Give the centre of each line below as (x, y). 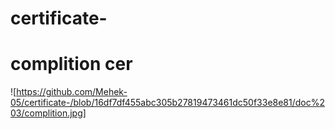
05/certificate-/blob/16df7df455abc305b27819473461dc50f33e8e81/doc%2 (168, 103)
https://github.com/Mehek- (72, 92)
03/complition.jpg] (48, 113)
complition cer (71, 64)
